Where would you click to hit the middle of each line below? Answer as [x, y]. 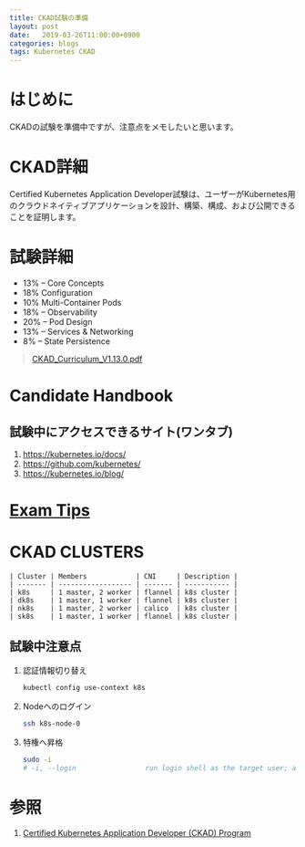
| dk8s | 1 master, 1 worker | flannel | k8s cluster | [124, 601]
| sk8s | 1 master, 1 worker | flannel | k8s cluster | [124, 617]
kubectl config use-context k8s [84, 687]
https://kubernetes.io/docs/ [74, 454]
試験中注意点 [46, 647]
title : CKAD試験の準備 [49, 18]
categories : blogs [44, 43]
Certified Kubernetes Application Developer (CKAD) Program [137, 833]
